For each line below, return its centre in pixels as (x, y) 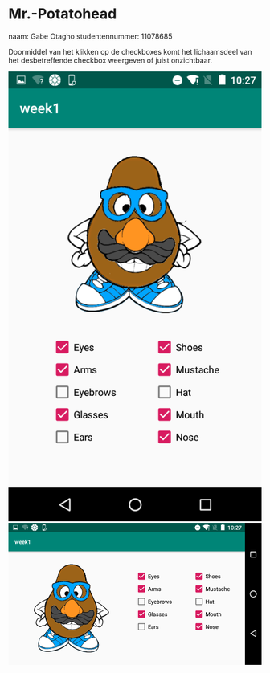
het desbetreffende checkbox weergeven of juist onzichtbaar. (110, 60)
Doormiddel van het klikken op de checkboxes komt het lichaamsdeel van (130, 51)
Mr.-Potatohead (63, 14)
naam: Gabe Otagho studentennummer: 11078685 (90, 36)
